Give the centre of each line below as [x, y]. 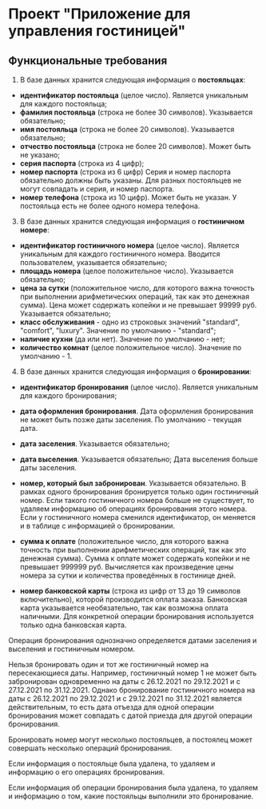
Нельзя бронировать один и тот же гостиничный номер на [109, 664]
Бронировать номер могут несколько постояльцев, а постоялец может [131, 739]
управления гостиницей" [97, 31]
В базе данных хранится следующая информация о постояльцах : [133, 80]
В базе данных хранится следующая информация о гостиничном [132, 221]
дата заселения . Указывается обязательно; [95, 444]
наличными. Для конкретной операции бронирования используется [137, 616]
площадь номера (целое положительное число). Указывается [127, 271]
